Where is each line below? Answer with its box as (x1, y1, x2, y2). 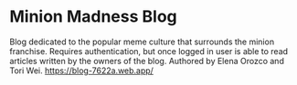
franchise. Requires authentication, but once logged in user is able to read (9, 45, 289, 56)
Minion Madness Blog (9, 6, 178, 27)
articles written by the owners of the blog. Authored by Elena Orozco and (9, 55, 285, 66)
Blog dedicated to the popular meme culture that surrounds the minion (9, 36, 275, 47)
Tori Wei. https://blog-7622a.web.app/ (9, 65, 154, 76)
